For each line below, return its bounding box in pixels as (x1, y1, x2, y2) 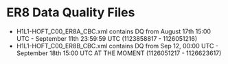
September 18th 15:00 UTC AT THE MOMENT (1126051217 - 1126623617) (16, 49, 222, 57)
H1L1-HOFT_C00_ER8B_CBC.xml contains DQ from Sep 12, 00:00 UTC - (16, 42, 219, 50)
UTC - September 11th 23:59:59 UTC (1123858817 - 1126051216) (16, 34, 198, 42)
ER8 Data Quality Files (6, 5, 135, 20)
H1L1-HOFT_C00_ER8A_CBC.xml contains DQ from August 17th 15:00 (16, 27, 211, 35)
